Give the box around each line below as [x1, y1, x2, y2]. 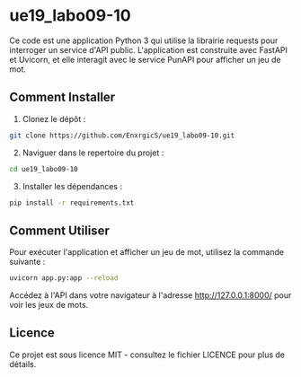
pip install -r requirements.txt [9, 198, 135, 207]
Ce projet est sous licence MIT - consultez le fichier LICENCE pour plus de [9, 349, 286, 360]
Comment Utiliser [9, 223, 110, 238]
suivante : [9, 257, 46, 267]
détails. [9, 358, 37, 369]
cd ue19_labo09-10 [9, 164, 78, 173]
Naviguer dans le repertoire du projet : [22, 147, 164, 158]
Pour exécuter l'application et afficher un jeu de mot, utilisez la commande [9, 247, 285, 258]
